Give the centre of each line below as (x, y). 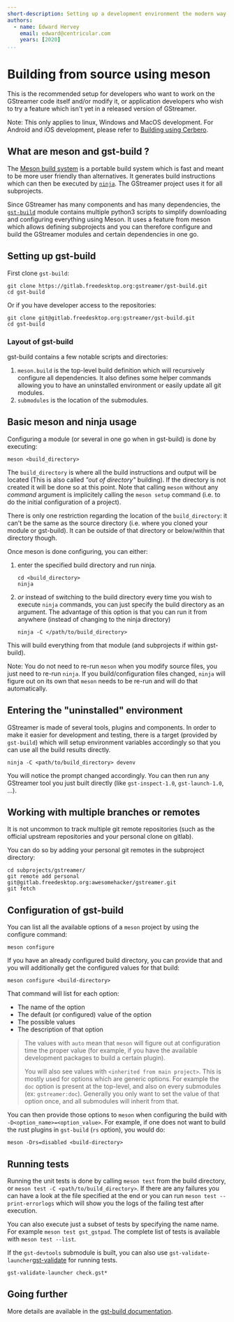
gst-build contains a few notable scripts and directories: (88, 356)
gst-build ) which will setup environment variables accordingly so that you (114, 742)
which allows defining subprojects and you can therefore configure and (110, 227)
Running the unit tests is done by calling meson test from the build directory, (117, 1181)
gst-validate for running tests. (75, 1260)
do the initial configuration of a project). (64, 502)
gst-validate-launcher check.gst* (58, 1273)
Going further (37, 1294)
